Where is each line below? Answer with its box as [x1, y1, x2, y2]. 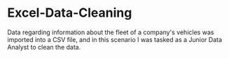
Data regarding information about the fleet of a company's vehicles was [7, 28, 214, 36]
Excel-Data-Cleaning [7, 5, 132, 21]
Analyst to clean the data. [7, 43, 81, 51]
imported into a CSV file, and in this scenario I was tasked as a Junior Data [7, 35, 223, 43]
